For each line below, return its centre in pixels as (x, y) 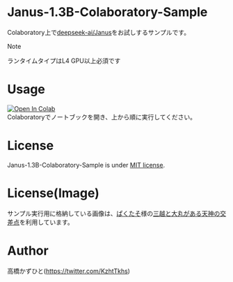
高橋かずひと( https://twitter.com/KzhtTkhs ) (69, 271)
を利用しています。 (47, 222)
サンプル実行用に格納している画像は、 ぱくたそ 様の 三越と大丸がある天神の (114, 213)
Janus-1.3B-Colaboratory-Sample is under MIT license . (86, 165)
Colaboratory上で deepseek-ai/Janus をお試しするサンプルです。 (98, 32)
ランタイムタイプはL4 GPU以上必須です (64, 61)
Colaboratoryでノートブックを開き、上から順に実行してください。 (102, 117)
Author (28, 250)
